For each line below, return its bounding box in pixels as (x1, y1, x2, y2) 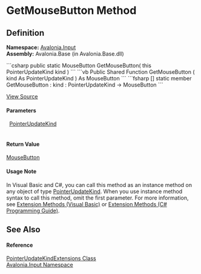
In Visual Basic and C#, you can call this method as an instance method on (6, 181, 193, 188)
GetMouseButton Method (6, 4, 137, 18)
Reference (6, 241, 33, 249)
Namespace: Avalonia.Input (6, 44, 76, 51)
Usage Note (6, 168, 37, 175)
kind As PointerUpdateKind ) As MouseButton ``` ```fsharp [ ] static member (6, 75, 192, 82)
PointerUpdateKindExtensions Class (6, 255, 96, 262)
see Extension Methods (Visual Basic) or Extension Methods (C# (6, 200, 168, 207)
